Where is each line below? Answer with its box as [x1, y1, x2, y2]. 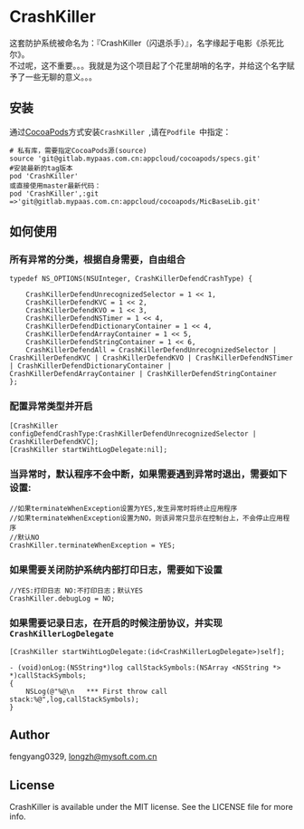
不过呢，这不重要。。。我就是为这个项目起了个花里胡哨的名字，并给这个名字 [9, 60, 287, 71]
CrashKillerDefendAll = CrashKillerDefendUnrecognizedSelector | [25, 346, 278, 355]
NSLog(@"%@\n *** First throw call [25, 687, 168, 696]
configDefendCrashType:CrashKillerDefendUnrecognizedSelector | [9, 429, 257, 439]
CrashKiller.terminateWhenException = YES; [9, 541, 176, 550]
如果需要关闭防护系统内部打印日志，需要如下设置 [9, 564, 223, 576]
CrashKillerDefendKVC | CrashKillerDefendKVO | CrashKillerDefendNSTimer [9, 353, 294, 363]
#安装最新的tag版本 [9, 163, 73, 173]
